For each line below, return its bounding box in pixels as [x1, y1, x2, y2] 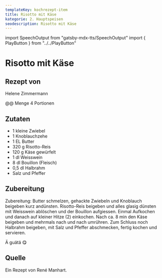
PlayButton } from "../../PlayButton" [5, 40, 77, 46]
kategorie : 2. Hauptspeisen [5, 16, 64, 21]
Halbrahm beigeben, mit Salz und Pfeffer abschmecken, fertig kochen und [5, 224, 158, 230]
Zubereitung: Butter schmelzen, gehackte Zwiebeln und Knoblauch [5, 198, 143, 204]
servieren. [5, 230, 26, 236]
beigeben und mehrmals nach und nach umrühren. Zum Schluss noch [5, 219, 148, 225]
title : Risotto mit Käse [5, 12, 57, 17]
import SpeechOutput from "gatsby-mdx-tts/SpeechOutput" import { [5, 35, 146, 41]
